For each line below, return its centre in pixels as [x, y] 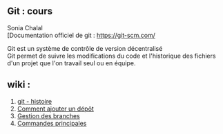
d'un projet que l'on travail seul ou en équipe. [71, 63]
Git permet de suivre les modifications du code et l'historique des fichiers [111, 56]
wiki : [19, 85]
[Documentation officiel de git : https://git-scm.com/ [81, 35]
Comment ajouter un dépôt [56, 109]
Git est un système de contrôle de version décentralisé [85, 48]
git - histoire [35, 101]
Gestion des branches [49, 115]
